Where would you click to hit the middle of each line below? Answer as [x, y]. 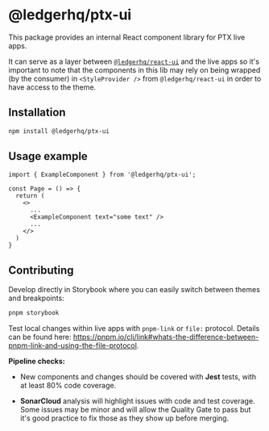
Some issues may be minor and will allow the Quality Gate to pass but [135, 410]
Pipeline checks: [37, 362]
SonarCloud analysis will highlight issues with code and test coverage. [137, 401]
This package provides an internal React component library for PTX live [127, 37]
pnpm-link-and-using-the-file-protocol [72, 345]
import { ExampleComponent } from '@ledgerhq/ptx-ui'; [102, 175]
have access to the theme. [52, 87]
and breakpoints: [36, 298]
